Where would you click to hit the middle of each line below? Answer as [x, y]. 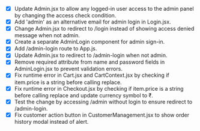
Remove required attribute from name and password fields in [89, 62]
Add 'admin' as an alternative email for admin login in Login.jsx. [93, 22]
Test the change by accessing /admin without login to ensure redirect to [103, 102]
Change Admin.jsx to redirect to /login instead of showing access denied [104, 29]
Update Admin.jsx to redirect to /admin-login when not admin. [91, 55]
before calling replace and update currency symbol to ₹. [84, 95]
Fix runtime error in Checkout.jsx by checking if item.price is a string [99, 88]
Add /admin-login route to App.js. [56, 49]
